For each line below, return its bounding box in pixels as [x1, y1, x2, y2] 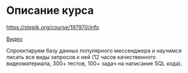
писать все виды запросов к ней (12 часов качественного [6, 53, 156, 60]
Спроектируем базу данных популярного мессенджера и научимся [6, 46, 183, 54]
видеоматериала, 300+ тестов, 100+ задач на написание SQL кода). [6, 60, 183, 67]
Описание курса [6, 4, 94, 17]
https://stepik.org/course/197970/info [6, 24, 100, 31]
